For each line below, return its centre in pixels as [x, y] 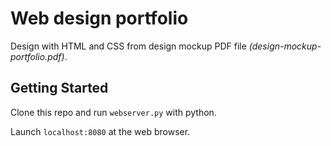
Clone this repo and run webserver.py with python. [113, 112]
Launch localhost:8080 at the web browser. [100, 131]
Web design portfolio [99, 18]
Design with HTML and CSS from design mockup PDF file [128, 46]
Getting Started [59, 88]
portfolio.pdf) [37, 56]
